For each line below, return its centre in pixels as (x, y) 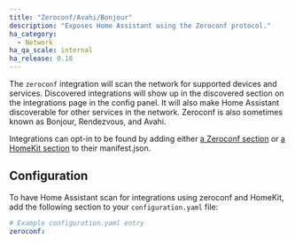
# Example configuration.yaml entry (77, 223)
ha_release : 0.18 (41, 59)
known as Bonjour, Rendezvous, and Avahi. (88, 121)
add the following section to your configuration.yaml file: (114, 207)
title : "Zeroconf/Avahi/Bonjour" (71, 17)
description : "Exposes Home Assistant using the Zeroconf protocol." (140, 26)
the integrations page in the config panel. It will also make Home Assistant (144, 102)
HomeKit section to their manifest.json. (80, 148)
